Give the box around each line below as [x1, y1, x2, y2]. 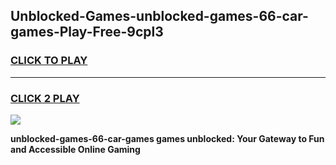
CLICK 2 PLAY [10, 91, 80, 105]
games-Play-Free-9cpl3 [10, 24, 164, 41]
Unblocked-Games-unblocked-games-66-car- [10, 8, 309, 25]
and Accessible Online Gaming [10, 143, 141, 155]
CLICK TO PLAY [10, 54, 88, 68]
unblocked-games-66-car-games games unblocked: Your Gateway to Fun [10, 132, 325, 144]
